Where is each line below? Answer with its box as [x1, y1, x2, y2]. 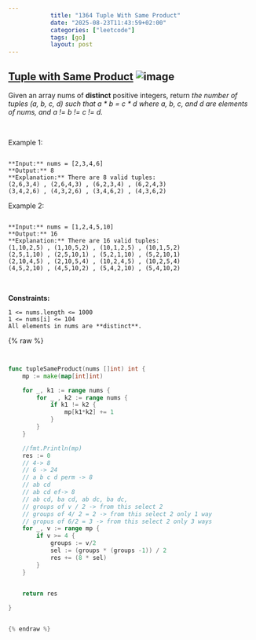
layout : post [49, 41, 93, 49]
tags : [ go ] [49, 33, 86, 42]
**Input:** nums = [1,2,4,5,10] [8, 223, 114, 231]
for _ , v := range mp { [22, 525, 101, 532]
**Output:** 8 [8, 166, 55, 174]
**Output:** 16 [8, 229, 58, 238]
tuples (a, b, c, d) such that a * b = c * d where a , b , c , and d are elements [8, 99, 248, 108]
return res [22, 590, 58, 598]
